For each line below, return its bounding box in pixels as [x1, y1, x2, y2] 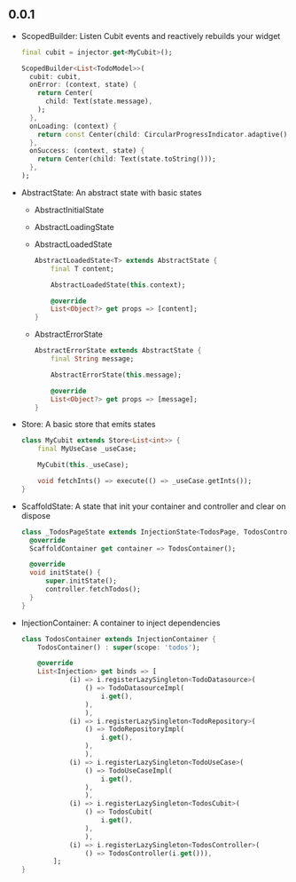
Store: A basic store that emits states [20, 419, 156, 430]
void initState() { [29, 568, 102, 577]
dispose [20, 510, 51, 520]
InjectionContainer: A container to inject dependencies [20, 617, 221, 628]
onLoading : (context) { [29, 122, 117, 131]
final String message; [51, 354, 135, 363]
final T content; [51, 264, 114, 274]
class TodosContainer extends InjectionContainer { [20, 634, 216, 643]
